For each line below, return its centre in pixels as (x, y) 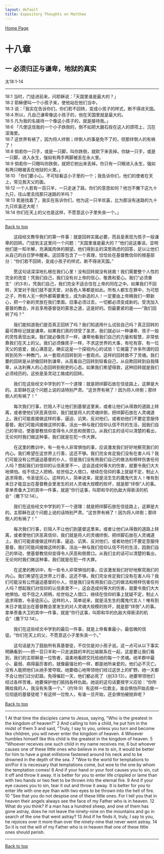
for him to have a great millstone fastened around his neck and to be (74, 754)
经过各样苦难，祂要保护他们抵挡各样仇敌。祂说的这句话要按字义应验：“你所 (81, 682)
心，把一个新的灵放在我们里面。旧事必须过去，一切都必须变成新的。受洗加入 (82, 302)
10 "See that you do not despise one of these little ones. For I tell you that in (81, 795)
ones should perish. (25, 832)
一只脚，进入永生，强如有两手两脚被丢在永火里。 (54, 157)
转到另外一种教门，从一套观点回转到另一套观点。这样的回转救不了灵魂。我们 (82, 355)
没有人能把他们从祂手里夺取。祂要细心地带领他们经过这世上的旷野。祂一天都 (82, 670)
